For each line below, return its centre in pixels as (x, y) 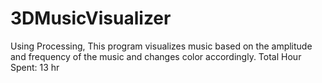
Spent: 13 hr (35, 67)
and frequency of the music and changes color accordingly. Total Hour (156, 56)
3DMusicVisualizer (91, 18)
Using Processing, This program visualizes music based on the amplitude (161, 46)
